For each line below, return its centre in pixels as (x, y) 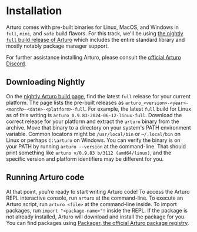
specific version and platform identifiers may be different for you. (85, 159)
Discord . (16, 64)
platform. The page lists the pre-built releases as (65, 102)
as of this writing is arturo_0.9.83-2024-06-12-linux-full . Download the (94, 115)
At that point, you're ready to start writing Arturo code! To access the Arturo (98, 191)
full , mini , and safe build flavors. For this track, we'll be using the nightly (95, 33)
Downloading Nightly (46, 82)
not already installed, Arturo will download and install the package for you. (96, 217)
